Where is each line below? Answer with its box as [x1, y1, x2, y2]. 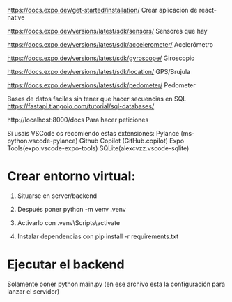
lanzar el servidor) [7, 287, 60, 296]
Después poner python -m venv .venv [17, 205, 127, 213]
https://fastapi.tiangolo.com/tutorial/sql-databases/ [7, 102, 155, 110]
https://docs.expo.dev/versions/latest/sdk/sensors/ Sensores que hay [7, 27, 208, 35]
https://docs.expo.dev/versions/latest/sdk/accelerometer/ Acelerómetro [7, 41, 214, 48]
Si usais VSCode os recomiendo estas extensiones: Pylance [7, 129, 180, 137]
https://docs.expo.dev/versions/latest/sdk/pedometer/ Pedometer [7, 81, 196, 89]
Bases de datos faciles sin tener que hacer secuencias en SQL [7, 94, 187, 103]
